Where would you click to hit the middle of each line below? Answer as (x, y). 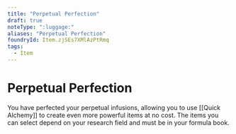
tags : (15, 47)
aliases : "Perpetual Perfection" (57, 33)
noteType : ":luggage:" (41, 27)
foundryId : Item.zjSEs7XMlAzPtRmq (58, 40)
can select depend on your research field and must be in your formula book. (119, 122)
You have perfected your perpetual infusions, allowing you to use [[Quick (114, 107)
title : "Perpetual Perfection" (54, 14)
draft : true (25, 20)
